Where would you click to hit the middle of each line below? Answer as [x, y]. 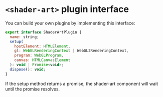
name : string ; [24, 37]
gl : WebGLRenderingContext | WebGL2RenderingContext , [71, 51]
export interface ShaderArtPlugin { [43, 32]
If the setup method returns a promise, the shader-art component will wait [82, 83]
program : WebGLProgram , [39, 55]
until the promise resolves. [33, 89]
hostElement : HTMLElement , [42, 46]
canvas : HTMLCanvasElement [42, 60]
